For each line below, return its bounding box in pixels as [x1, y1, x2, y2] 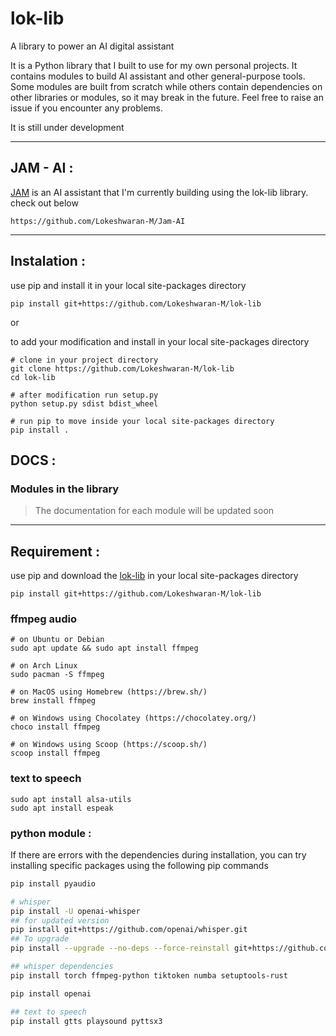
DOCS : [10, 452, 57, 469]
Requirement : [10, 543, 101, 560]
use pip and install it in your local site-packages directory [10, 279, 247, 291]
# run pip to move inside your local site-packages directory [10, 416, 275, 426]
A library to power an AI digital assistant [10, 40, 175, 52]
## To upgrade [10, 934, 70, 944]
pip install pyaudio [10, 878, 97, 889]
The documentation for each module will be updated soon [34, 505, 275, 517]
